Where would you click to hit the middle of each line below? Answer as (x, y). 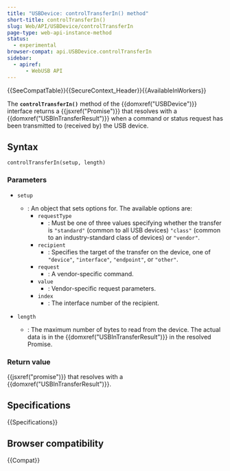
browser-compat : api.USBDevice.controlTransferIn (80, 52)
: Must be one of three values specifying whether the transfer (135, 223)
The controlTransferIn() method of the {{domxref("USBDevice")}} (102, 104)
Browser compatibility (56, 444)
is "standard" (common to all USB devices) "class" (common (134, 230)
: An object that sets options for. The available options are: (110, 208)
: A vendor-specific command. (91, 274)
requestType (55, 216)
